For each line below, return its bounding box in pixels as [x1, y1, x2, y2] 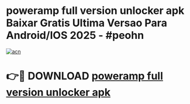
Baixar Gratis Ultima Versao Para [6, 16, 168, 30]
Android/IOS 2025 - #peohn [6, 29, 144, 42]
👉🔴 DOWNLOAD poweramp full [6, 70, 164, 83]
